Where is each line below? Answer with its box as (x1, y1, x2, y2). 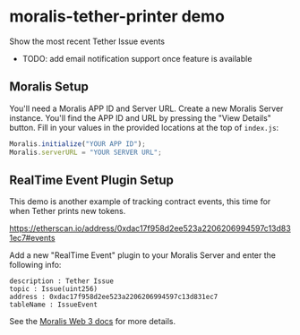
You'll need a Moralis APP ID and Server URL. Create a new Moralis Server (9, 103, 284, 114)
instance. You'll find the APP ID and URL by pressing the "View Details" (9, 112, 271, 123)
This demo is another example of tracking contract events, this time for (9, 196, 271, 207)
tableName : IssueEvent (9, 300, 99, 310)
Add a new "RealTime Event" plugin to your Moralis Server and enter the (9, 250, 276, 261)
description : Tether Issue (9, 277, 115, 286)
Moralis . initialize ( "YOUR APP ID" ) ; (9, 139, 146, 149)
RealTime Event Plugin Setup (9, 172, 175, 187)
